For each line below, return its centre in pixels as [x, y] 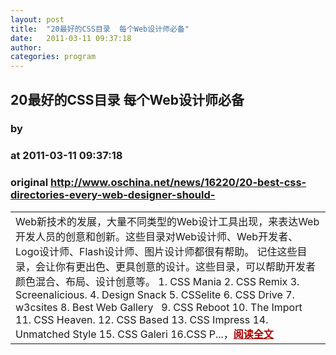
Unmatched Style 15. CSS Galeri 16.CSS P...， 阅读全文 [144, 334]
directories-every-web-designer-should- [113, 195]
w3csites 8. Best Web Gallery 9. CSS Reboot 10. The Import [159, 307]
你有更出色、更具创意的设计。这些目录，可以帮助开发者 [186, 266]
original [29, 183]
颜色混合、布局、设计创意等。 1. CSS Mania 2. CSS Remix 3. [157, 281]
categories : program [53, 57]
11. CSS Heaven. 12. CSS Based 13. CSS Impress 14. [142, 319]
